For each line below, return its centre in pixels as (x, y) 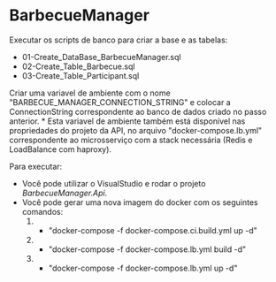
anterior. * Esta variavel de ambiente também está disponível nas (127, 121)
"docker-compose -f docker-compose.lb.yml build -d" (147, 249)
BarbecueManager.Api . (65, 193)
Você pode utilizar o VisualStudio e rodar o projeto (114, 183)
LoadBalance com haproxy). (61, 149)
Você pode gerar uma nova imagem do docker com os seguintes (140, 202)
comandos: (42, 211)
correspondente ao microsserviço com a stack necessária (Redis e (131, 140)
